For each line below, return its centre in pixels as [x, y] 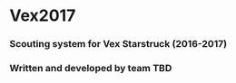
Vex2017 [43, 16]
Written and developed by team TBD [91, 69]
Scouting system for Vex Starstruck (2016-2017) [118, 44]
